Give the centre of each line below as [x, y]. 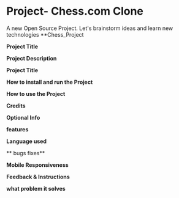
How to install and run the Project [50, 82]
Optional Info [23, 117]
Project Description [32, 58]
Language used [27, 141]
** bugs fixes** [26, 153]
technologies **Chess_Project [45, 34]
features [17, 129]
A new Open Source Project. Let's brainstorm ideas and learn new [90, 28]
